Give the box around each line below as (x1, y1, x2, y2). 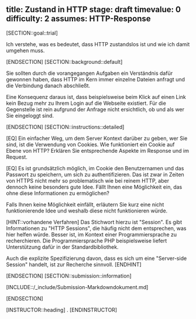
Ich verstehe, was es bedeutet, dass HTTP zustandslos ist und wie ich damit (6, 40, 190, 47)
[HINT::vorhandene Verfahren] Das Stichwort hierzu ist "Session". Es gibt (6, 218, 183, 225)
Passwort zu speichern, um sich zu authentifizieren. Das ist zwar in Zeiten (6, 171, 184, 178)
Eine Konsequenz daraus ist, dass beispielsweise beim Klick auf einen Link (6, 93, 186, 100)
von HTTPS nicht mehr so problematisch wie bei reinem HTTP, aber (6, 177, 170, 184)
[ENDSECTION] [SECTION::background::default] (6, 58, 123, 65)
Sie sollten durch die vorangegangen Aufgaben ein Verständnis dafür (6, 70, 173, 77)
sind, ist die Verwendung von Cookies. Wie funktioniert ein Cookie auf (6, 140, 175, 148)
